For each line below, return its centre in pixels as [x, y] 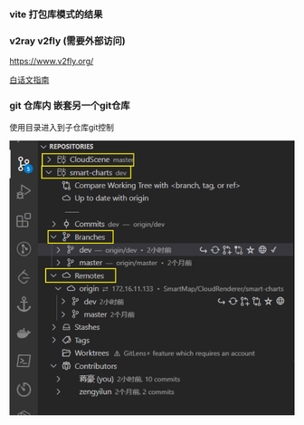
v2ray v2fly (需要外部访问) [67, 41]
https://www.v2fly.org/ [52, 62]
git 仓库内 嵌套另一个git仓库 [70, 106]
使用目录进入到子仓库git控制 [62, 127]
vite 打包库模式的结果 [56, 14]
